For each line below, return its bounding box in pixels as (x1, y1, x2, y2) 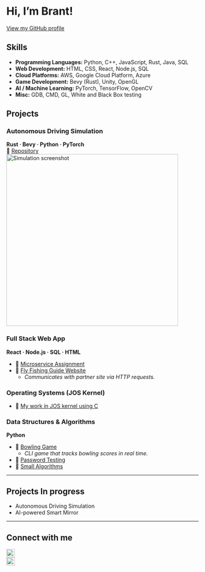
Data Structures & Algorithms (6, 417, 96, 426)
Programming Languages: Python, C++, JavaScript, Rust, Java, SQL (15, 58, 189, 65)
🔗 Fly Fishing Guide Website (15, 367, 86, 374)
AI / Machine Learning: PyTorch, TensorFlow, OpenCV (15, 84, 153, 92)
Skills (6, 42, 27, 53)
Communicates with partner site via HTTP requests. (24, 373, 156, 380)
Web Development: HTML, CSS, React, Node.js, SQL (15, 65, 149, 72)
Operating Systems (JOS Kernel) (6, 388, 106, 397)
